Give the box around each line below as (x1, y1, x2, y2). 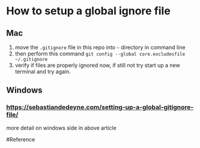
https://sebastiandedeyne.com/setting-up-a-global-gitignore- (6, 103, 194, 112)
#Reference (6, 135, 35, 143)
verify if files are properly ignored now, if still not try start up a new (14, 61, 180, 69)
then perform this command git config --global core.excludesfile (14, 50, 186, 57)
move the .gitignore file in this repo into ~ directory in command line (14, 44, 186, 51)
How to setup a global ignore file (6, 4, 171, 18)
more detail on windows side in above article (6, 124, 117, 131)
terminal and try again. (14, 68, 71, 75)
